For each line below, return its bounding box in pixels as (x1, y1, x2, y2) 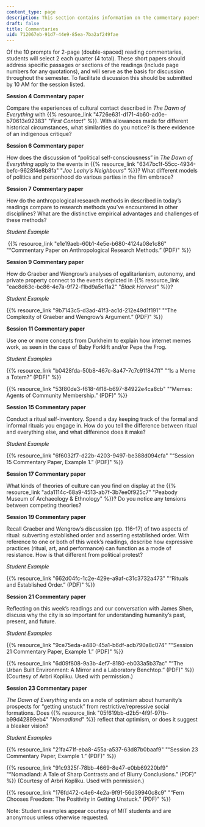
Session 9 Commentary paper (6, 259, 84, 266)
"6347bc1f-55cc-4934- (136, 160, 196, 168)
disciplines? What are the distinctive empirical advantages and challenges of (6, 210, 199, 217)
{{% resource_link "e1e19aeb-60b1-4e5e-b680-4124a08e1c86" (7, 240, 167, 248)
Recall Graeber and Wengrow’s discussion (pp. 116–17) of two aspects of (6, 525, 189, 532)
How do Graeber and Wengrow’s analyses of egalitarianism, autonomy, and (6, 270, 196, 277)
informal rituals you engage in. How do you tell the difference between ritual (6, 422, 198, 429)
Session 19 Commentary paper (6, 514, 87, 521)
